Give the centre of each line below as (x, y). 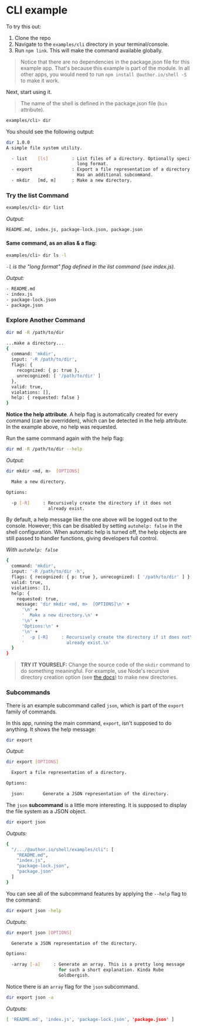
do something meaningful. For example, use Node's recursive (95, 671)
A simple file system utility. (44, 148)
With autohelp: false (32, 550)
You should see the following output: (50, 131)
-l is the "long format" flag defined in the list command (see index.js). (91, 267)
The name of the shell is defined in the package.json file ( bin (94, 103)
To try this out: (24, 26)
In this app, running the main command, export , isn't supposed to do (89, 723)
